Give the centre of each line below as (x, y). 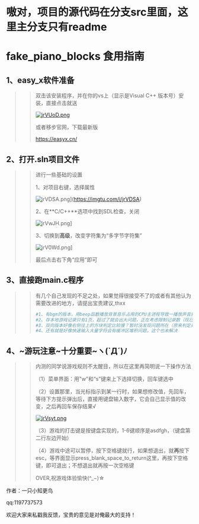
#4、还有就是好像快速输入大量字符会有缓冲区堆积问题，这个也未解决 (106, 331)
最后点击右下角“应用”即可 (66, 260)
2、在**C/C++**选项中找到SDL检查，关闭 (87, 211)
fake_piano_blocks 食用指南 (76, 56)
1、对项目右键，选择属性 (65, 187)
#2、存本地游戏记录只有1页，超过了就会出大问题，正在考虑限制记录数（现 (112, 320)
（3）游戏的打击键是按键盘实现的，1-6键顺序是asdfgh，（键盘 (110, 431)
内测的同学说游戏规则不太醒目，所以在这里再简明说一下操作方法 (113, 367)
